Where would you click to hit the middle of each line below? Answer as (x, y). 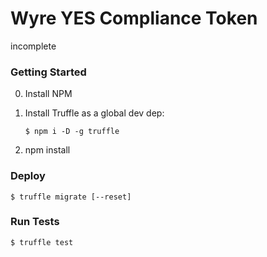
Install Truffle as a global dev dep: (94, 113)
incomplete (33, 46)
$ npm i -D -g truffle (72, 132)
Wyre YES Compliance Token (134, 18)
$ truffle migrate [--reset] (71, 197)
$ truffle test (42, 242)
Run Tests (35, 222)
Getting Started (48, 72)
